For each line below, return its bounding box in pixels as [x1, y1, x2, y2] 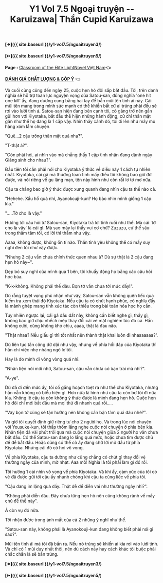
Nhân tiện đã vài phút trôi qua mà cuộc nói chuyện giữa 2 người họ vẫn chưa [5, 429, 158, 435]
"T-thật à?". [5, 143, 28, 148]
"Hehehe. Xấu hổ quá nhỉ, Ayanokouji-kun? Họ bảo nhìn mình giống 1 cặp [5, 196, 152, 201]
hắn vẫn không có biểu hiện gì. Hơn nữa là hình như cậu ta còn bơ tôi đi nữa [5, 390, 157, 396]
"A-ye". [5, 375, 19, 381]
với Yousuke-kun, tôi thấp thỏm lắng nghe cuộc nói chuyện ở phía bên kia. [5, 424, 154, 430]
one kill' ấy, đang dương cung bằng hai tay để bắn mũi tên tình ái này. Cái [5, 98, 152, 104]
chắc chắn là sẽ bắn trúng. [5, 551, 58, 557]
